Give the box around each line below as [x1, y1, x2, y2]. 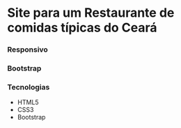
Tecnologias [7, 82, 50, 92]
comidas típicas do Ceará [7, 20, 158, 36]
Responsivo [7, 45, 49, 55]
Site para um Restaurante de [7, 5, 175, 21]
